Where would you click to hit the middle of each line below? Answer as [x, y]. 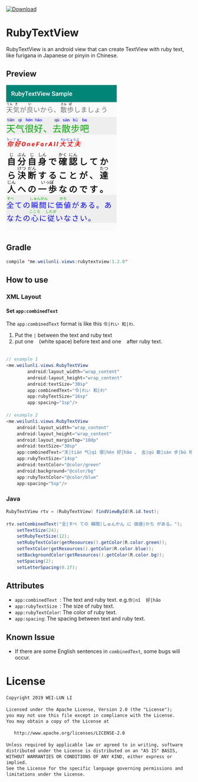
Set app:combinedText [32, 311]
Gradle [19, 247]
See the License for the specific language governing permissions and [95, 768]
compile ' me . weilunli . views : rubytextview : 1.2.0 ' [67, 261]
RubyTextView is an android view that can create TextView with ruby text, [95, 49]
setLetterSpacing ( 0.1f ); [47, 567]
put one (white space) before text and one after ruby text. [88, 342]
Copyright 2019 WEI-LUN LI [39, 698]
